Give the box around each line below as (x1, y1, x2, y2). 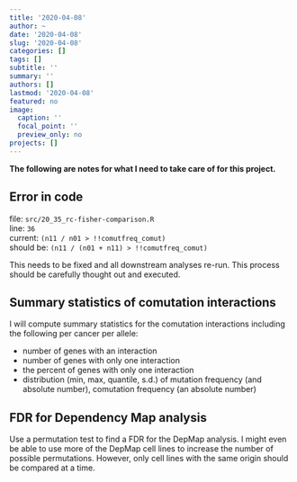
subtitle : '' (9, 64, 58, 73)
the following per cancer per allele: (9, 328, 139, 339)
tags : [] (9, 55, 42, 64)
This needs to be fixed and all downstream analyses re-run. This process (9, 259, 281, 270)
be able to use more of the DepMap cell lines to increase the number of (9, 443, 274, 454)
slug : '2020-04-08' (9, 38, 83, 48)
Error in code (9, 190, 84, 205)
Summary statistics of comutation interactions (9, 294, 276, 310)
